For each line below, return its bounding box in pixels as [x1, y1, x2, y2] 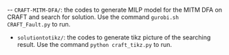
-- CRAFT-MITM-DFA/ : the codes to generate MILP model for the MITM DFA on [7, 6, 222, 14]
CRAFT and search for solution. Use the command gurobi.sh [7, 13, 179, 21]
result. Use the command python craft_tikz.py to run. [17, 41, 173, 48]
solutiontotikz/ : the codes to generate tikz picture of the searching [17, 33, 211, 41]
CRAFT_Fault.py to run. [7, 20, 71, 28]
